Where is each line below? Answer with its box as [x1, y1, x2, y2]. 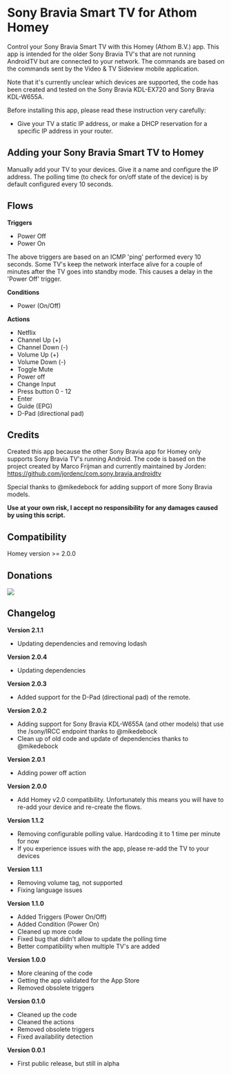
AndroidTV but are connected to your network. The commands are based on [7, 57, 225, 65]
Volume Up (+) [17, 350, 59, 358]
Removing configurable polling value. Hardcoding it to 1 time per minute [17, 829, 221, 838]
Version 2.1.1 [7, 626, 43, 634]
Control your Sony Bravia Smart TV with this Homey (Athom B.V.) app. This [7, 42, 219, 51]
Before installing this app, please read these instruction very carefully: [7, 106, 206, 114]
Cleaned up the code [17, 1010, 77, 1019]
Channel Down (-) [17, 343, 68, 351]
